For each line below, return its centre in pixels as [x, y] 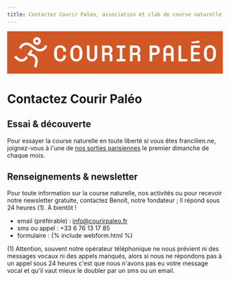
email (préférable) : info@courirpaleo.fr [72, 221]
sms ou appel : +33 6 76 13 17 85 [63, 228]
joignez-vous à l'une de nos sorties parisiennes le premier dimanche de [108, 148]
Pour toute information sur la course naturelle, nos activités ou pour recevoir [115, 193]
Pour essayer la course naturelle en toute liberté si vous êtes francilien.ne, [112, 140]
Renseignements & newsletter [73, 176]
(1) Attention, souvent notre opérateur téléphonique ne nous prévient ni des [113, 249]
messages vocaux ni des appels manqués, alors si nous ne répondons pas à [115, 256]
